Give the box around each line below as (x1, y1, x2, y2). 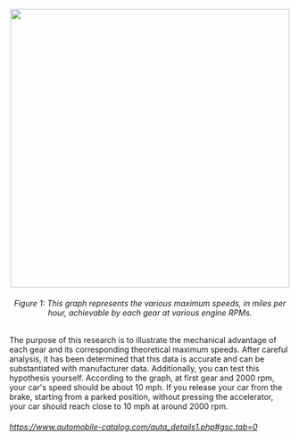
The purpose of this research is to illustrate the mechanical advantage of (9, 335, 277, 346)
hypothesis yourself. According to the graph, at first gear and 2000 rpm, (9, 372, 275, 383)
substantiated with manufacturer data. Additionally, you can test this (9, 363, 261, 374)
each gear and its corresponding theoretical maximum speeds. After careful (9, 344, 288, 355)
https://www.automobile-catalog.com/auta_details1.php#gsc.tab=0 (9, 421, 258, 432)
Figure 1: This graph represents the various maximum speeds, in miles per (13, 298, 287, 308)
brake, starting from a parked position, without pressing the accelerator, (9, 392, 274, 403)
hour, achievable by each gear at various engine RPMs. (47, 307, 253, 318)
